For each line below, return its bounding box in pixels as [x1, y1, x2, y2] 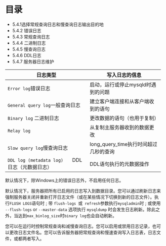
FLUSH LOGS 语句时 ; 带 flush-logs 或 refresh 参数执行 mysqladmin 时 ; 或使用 [9, 200, 161, 206]
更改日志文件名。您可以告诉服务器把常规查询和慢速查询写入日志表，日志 [9, 229, 157, 235]
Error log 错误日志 [7, 85, 50, 92]
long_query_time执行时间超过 [89, 140, 158, 147]
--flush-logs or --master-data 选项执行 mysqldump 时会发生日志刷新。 [5, 206, 147, 212]
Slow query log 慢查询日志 [7, 144, 68, 151]
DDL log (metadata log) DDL [7, 156, 83, 163]
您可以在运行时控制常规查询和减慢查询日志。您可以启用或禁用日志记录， [5, 223, 152, 229]
